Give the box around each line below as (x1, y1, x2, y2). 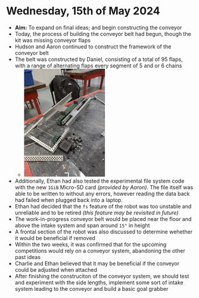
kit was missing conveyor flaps (14, 36, 91, 44)
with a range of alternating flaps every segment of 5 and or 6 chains (14, 62, 182, 69)
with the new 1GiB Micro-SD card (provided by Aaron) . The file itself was (14, 183, 194, 191)
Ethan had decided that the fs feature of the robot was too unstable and (14, 202, 192, 210)
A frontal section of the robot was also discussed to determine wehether (14, 228, 193, 235)
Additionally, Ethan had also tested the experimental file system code (14, 177, 185, 185)
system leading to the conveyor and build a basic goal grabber (14, 285, 169, 292)
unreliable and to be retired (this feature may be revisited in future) (14, 209, 179, 216)
